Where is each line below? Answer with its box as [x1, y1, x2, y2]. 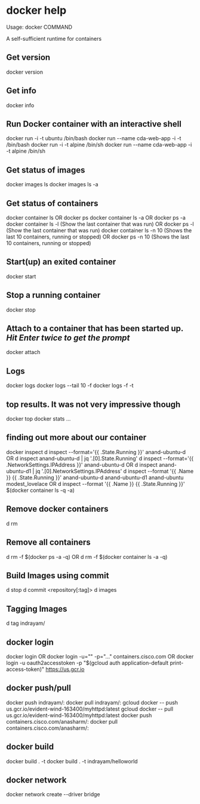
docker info [6, 101, 35, 108]
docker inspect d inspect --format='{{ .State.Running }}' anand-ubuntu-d [6, 448, 186, 455]
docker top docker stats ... [6, 415, 71, 422]
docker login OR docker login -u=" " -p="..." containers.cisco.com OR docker [6, 652, 194, 660]
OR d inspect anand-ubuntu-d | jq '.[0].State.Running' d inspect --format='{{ [6, 455, 194, 462]
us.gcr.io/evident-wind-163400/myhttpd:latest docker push [6, 711, 152, 719]
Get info [6, 86, 37, 96]
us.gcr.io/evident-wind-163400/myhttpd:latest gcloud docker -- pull [6, 705, 174, 712]
